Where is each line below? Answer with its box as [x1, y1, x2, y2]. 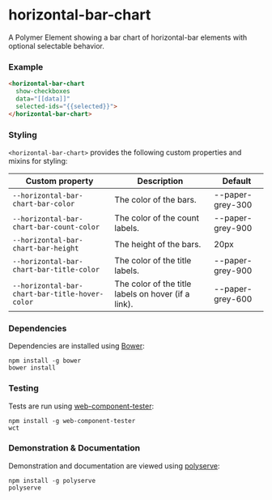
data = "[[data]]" [15, 95, 70, 103]
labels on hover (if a [114, 288, 190, 299]
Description [137, 175, 184, 186]
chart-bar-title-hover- [12, 289, 104, 298]
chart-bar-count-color [12, 222, 100, 232]
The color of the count [114, 212, 200, 224]
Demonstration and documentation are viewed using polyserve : [8, 460, 220, 471]
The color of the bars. [114, 194, 197, 205]
